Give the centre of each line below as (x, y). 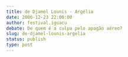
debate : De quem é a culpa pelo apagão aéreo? (64, 28)
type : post (19, 45)
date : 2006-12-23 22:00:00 (39, 17)
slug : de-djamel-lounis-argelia (46, 34)
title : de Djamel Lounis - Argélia (50, 12)
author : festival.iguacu (37, 23)
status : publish (26, 39)
